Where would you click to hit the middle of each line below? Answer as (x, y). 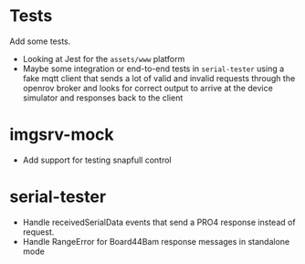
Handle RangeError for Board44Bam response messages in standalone (156, 241)
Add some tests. (40, 41)
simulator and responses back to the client (103, 98)
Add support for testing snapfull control (97, 160)
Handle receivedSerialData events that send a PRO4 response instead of (159, 222)
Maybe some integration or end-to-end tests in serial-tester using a (153, 69)
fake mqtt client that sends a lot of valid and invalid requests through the (159, 78)
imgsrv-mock (62, 135)
